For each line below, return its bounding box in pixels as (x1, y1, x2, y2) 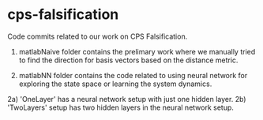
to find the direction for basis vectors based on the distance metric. (18, 55, 239, 65)
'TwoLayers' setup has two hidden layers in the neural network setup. (7, 103, 235, 112)
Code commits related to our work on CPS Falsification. (7, 32, 188, 41)
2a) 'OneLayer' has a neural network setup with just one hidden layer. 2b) (7, 94, 246, 103)
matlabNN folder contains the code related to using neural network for (18, 70, 248, 80)
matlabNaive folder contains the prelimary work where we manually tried (18, 47, 256, 56)
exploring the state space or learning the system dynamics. (18, 79, 212, 88)
